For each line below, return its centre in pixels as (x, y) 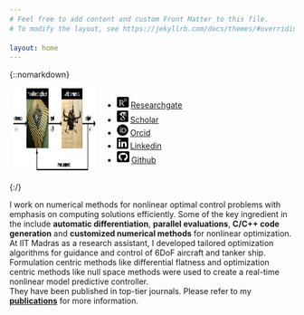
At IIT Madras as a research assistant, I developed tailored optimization (142, 243)
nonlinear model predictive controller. (79, 282)
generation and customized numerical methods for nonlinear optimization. (151, 234)
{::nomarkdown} (40, 75)
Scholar (144, 119)
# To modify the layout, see (64, 29)
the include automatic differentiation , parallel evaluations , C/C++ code (145, 224)
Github (143, 159)
